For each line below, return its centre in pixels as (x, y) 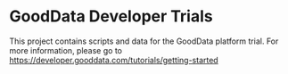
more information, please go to (66, 50)
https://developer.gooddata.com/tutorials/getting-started (114, 60)
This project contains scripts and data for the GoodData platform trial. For (144, 41)
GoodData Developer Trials (111, 16)
